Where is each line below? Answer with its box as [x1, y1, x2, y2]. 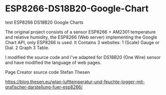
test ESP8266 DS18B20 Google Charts [5, 19, 84, 25]
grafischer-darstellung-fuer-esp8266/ [5, 84, 83, 90]
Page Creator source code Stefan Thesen [5, 69, 90, 75]
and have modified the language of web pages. [5, 59, 102, 65]
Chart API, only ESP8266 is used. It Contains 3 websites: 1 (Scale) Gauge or [5, 39, 160, 45]
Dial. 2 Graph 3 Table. [5, 45, 50, 50]
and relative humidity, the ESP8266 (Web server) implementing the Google [5, 34, 158, 40]
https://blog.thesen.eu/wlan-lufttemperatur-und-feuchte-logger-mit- [5, 79, 145, 85]
